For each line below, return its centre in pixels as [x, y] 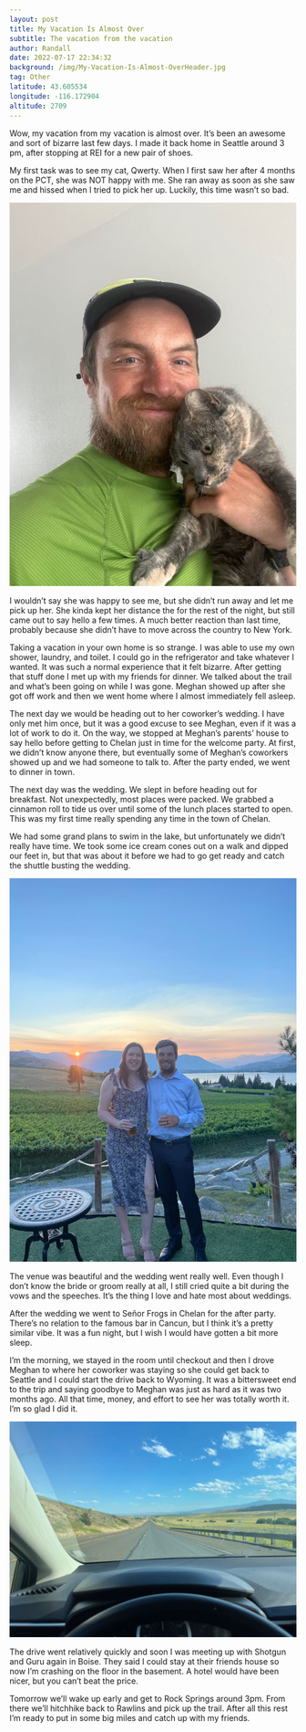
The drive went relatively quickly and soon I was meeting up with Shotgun [148, 1652]
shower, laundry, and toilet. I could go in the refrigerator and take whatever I [152, 656]
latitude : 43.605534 [49, 87]
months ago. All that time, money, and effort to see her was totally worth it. [149, 1399]
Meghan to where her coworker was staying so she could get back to [139, 1370]
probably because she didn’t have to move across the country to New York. [151, 629]
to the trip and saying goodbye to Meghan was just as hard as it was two [146, 1389]
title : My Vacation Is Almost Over [77, 29]
